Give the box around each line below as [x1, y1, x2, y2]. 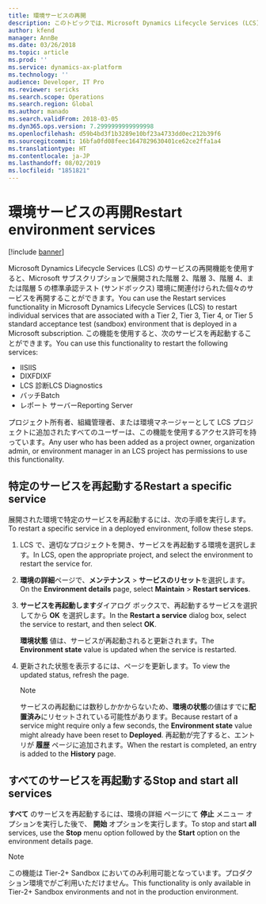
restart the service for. [19, 558, 93, 568]
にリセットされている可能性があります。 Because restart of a [40, 712, 238, 721]
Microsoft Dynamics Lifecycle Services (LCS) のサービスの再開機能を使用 [8, 263, 248, 272]
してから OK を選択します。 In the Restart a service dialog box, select [19, 610, 247, 620]
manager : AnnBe [8, 33, 59, 42]
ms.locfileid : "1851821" [8, 167, 90, 175]
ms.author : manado [8, 108, 69, 116]
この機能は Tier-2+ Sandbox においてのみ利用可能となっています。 [8, 867, 226, 878]
